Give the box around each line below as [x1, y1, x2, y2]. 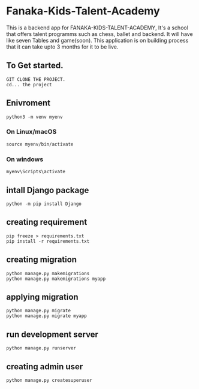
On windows [6, 155, 44, 163]
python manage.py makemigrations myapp [6, 276, 106, 282]
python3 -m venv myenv [6, 114, 63, 120]
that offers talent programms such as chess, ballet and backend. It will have [6, 30, 193, 37]
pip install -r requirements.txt [6, 238, 90, 244]
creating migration [6, 255, 77, 265]
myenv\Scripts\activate [6, 169, 66, 175]
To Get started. [6, 61, 64, 71]
